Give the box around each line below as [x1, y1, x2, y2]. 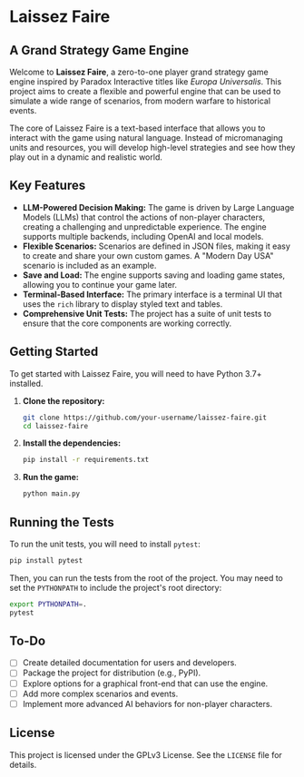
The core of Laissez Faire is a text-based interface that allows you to [9, 123, 266, 133]
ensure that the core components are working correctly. [22, 318, 232, 329]
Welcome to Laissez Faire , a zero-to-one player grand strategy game [9, 66, 270, 77]
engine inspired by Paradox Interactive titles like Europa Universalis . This [9, 76, 282, 87]
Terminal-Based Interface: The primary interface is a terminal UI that [22, 289, 283, 300]
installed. [9, 378, 44, 388]
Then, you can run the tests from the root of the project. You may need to [9, 572, 284, 583]
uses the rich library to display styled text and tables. [22, 298, 223, 310]
